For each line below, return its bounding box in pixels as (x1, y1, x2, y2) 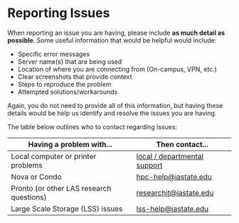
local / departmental (136, 151, 204, 161)
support (136, 160, 163, 170)
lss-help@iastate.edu (136, 204, 208, 214)
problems (11, 160, 43, 170)
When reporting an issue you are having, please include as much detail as (7, 28, 225, 37)
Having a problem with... (28, 139, 112, 149)
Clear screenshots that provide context (17, 72, 132, 81)
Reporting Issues (7, 5, 110, 21)
